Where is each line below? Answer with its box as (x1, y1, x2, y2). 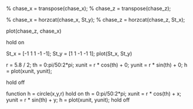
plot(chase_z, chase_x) (6, 27, 62, 34)
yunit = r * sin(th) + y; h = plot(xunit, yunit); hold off (6, 96, 130, 103)
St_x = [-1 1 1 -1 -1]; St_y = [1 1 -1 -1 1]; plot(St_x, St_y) (6, 50, 133, 57)
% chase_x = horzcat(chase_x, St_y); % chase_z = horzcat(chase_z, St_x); (6, 16, 185, 23)
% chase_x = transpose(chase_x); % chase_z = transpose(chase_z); (6, 5, 171, 12)
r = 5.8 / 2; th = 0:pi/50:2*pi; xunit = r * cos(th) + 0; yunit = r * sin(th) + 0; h (6, 61, 188, 68)
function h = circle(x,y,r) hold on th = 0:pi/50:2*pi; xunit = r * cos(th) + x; (6, 90, 182, 97)
